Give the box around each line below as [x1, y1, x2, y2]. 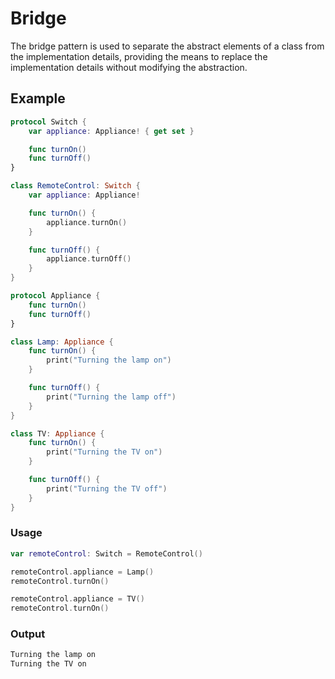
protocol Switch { [10, 117, 87, 127]
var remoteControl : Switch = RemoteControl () [10, 548, 203, 559]
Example [10, 90, 66, 107]
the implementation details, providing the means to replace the [10, 50, 268, 62]
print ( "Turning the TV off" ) [46, 483, 168, 494]
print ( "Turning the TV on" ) [46, 447, 163, 457]
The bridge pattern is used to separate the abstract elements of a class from [10, 40, 325, 52]
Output [10, 627, 46, 641]
